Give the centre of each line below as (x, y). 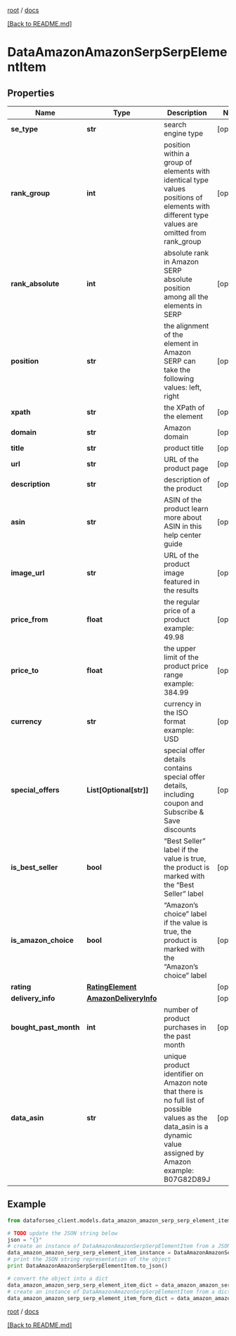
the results (181, 590)
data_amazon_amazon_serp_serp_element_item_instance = (89, 1253)
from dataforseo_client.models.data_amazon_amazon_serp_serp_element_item (119, 1220)
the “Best (179, 885)
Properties (31, 93)
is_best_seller (34, 867)
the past (177, 1036)
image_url (28, 573)
